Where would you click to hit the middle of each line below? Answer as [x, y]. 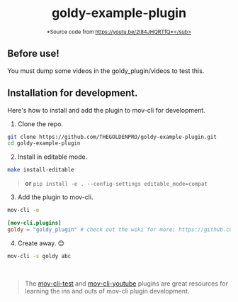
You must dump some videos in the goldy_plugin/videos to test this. [106, 71]
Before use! [34, 54]
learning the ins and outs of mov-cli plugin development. [107, 291]
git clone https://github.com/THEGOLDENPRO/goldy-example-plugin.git [112, 137]
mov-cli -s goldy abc [39, 256]
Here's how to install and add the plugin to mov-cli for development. [106, 110]
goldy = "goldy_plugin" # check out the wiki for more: [91, 229]
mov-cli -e [23, 211]
